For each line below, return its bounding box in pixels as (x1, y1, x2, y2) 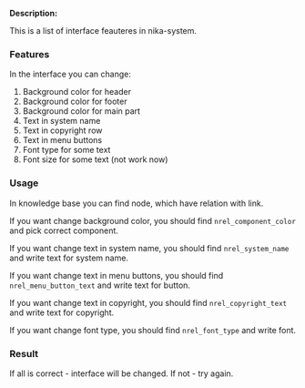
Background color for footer (22, 96, 127, 107)
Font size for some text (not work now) (22, 154, 168, 165)
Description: (9, 8, 57, 18)
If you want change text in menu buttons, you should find (9, 270, 224, 281)
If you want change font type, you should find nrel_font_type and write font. (9, 324, 297, 335)
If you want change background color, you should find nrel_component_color (9, 215, 296, 226)
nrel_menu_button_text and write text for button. (9, 280, 191, 291)
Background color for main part (22, 106, 141, 117)
